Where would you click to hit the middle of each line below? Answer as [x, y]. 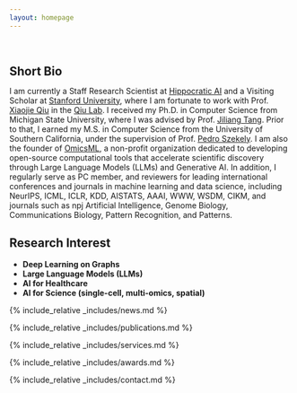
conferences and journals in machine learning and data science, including [146, 186]
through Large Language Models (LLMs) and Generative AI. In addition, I [143, 167]
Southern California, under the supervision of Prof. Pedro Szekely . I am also [149, 138]
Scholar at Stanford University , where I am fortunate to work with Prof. [139, 100]
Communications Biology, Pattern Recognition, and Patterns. [121, 214]
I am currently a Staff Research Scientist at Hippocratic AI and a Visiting [142, 91]
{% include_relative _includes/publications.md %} [101, 327]
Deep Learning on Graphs [71, 265]
